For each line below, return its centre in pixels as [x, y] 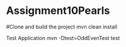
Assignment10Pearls [58, 11]
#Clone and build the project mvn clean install [62, 27]
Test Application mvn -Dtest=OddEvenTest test [63, 38]
